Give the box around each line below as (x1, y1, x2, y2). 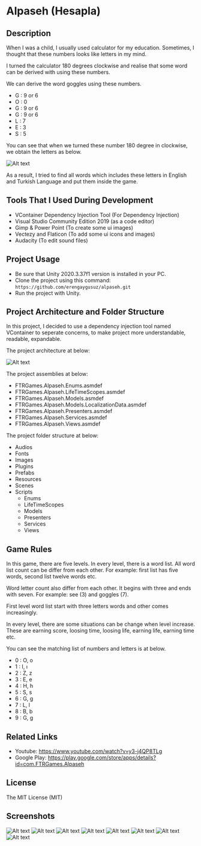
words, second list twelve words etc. (6, 573, 97, 580)
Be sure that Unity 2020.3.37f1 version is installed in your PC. (14, 270, 166, 277)
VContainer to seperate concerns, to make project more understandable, (6, 329, 186, 336)
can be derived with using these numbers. (6, 69, 110, 76)
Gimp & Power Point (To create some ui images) (14, 224, 134, 231)
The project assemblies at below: (6, 370, 88, 378)
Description (6, 28, 51, 38)
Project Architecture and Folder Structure (6, 307, 164, 317)
